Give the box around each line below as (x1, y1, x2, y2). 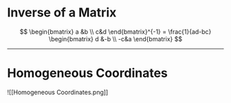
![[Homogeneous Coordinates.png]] (7, 88, 109, 96)
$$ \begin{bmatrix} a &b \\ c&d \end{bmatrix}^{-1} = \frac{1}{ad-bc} (19, 27, 212, 36)
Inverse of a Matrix (7, 5, 117, 21)
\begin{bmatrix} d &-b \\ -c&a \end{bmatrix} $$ (48, 34, 183, 43)
